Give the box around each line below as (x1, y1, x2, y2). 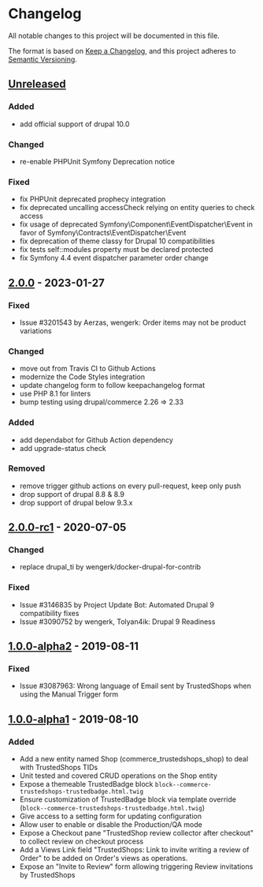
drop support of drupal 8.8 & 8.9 (19, 489, 124, 498)
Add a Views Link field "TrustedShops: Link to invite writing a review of (19, 845, 250, 855)
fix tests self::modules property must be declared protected (19, 245, 213, 254)
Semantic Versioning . (8, 54, 77, 64)
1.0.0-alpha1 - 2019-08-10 (8, 712, 139, 726)
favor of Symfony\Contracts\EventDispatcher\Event (19, 228, 187, 238)
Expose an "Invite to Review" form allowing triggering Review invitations (19, 862, 254, 871)
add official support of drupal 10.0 (19, 119, 130, 129)
